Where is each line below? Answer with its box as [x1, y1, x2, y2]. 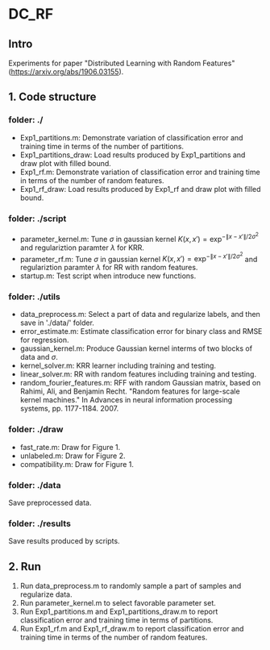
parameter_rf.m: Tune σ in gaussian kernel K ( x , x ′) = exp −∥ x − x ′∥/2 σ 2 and [19, 251, 258, 264]
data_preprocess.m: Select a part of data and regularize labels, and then [19, 310, 260, 319]
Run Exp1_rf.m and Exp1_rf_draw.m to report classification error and [19, 624, 244, 634]
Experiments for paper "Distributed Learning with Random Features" [8, 58, 235, 68]
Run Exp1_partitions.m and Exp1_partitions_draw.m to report [19, 606, 218, 617]
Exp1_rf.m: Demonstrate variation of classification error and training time [19, 167, 260, 177]
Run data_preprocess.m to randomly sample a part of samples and [19, 581, 242, 591]
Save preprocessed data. [8, 498, 92, 507]
